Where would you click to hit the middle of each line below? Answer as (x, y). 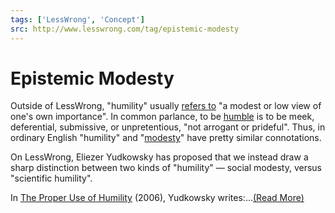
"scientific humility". (51, 178)
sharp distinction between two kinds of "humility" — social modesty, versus (166, 168)
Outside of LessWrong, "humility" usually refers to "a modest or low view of (166, 106)
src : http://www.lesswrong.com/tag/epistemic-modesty (125, 29)
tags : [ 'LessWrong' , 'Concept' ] (77, 19)
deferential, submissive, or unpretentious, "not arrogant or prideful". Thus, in (168, 127)
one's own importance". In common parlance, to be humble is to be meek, (162, 117)
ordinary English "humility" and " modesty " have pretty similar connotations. (166, 138)
